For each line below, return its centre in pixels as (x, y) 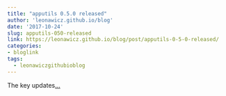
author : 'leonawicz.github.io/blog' (60, 20)
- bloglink (23, 53)
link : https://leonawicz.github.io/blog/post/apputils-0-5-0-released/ (113, 40)
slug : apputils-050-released (49, 33)
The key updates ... (34, 85)
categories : (24, 46)
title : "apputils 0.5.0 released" (57, 14)
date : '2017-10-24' (35, 26)
